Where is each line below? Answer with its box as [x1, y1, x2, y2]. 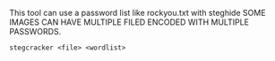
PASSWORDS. [9, 27, 62, 36]
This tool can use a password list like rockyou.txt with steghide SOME [9, 8, 266, 18]
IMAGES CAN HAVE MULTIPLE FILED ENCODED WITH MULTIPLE [9, 17, 249, 27]
